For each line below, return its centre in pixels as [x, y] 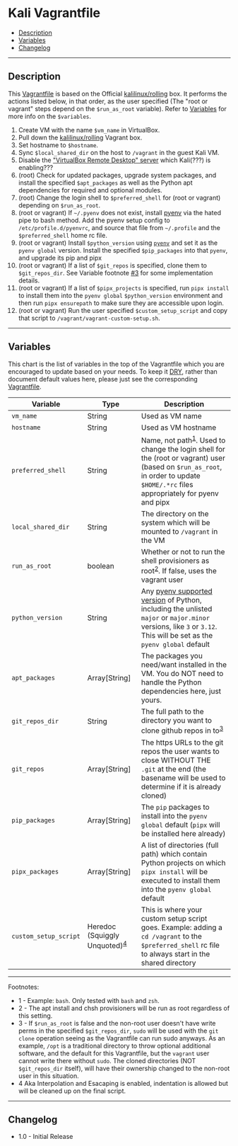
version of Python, [171, 600]
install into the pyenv [174, 815]
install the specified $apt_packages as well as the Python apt [105, 183]
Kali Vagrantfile [54, 13]
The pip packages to [175, 807]
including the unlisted [177, 609]
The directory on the [175, 513]
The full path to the [172, 711]
